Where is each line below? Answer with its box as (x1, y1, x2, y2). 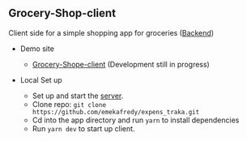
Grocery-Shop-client (8, 6, 116, 20)
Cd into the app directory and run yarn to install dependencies (32, 115, 240, 125)
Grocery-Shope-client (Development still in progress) (32, 59, 211, 69)
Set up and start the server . (32, 91, 124, 100)
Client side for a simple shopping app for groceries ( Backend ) (8, 28, 215, 37)
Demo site (19, 44, 55, 53)
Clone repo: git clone (32, 99, 107, 109)
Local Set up (19, 75, 62, 84)
